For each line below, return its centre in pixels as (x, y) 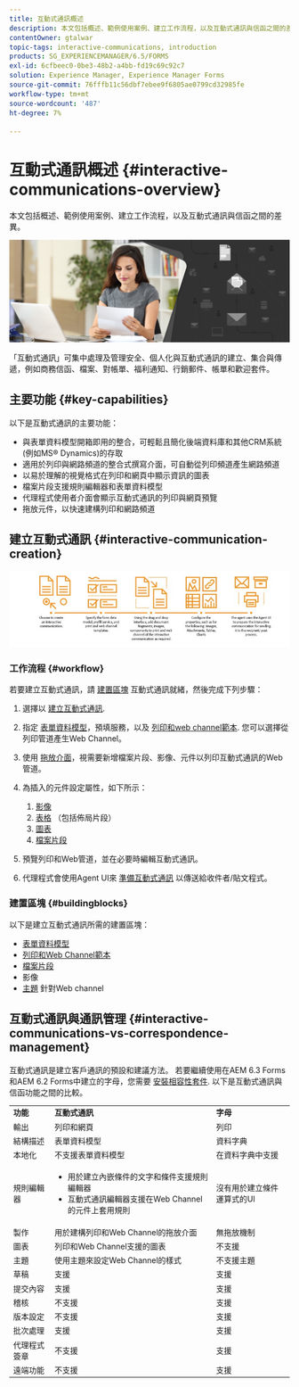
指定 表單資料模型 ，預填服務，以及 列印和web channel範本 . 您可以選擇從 (155, 728)
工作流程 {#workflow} (57, 669)
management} (50, 1048)
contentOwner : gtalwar (51, 37)
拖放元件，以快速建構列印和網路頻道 (89, 508)
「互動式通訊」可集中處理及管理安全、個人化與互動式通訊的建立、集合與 (141, 358)
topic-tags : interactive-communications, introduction (113, 47)
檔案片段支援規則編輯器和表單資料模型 (92, 486)
